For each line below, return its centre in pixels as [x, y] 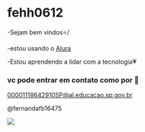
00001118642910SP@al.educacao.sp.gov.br [70, 95]
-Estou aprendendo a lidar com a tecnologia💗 [72, 62]
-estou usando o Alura [39, 48]
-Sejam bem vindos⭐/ [38, 32]
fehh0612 [35, 13]
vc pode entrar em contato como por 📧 [73, 79]
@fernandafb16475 [35, 109]
